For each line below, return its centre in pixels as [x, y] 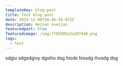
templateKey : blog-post [31, 10]
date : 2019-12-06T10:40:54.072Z [40, 19]
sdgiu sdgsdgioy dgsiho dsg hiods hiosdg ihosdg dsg [62, 58]
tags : [11, 39]
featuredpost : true [26, 29]
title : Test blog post [29, 15]
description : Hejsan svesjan [36, 24]
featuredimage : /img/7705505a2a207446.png [51, 34]
